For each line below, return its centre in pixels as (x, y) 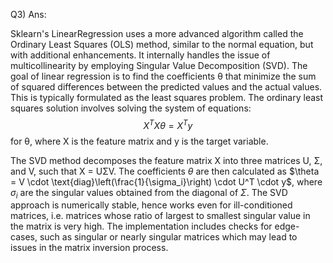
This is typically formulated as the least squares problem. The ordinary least (167, 97)
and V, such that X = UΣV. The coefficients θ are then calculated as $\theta (165, 171)
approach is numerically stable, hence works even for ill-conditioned (151, 205)
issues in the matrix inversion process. (89, 248)
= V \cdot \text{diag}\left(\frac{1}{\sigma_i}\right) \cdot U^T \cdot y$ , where (166, 181)
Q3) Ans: (28, 14)
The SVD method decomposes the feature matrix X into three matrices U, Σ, (166, 160)
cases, (24, 237)
